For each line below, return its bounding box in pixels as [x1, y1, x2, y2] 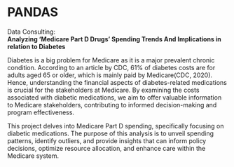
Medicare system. [7, 152, 60, 160]
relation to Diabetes [7, 42, 66, 51]
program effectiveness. [7, 108, 75, 116]
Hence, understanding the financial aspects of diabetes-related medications [7, 78, 228, 86]
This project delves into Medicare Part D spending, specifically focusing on [7, 121, 224, 130]
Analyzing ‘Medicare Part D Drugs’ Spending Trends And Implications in [7, 34, 222, 43]
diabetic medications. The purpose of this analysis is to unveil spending [7, 129, 214, 138]
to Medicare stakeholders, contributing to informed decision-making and [7, 100, 217, 109]
